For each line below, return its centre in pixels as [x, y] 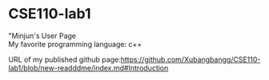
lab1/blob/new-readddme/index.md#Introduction [88, 67]
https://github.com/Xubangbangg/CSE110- [191, 59]
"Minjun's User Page [42, 36]
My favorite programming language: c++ [75, 44]
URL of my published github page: [65, 59]
